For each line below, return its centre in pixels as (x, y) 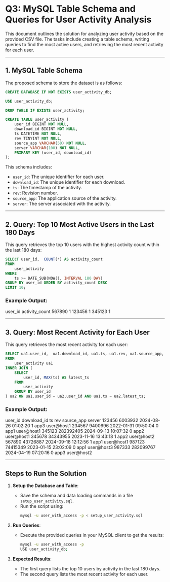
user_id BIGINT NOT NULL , (42, 124)
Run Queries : (27, 525)
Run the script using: (42, 506)
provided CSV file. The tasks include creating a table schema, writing (77, 39)
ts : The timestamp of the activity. (47, 188)
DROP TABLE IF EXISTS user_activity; (45, 110)
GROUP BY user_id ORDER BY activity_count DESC (56, 283)
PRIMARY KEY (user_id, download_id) (53, 153)
